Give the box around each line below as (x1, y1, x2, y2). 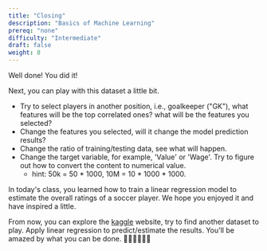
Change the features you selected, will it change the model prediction (19, 127, 249, 136)
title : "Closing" (8, 11, 66, 20)
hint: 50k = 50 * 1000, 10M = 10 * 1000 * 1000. (31, 169, 187, 178)
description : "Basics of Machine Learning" (8, 19, 155, 27)
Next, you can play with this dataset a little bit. (8, 86, 159, 96)
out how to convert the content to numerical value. (19, 161, 187, 170)
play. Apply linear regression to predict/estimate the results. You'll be (8, 226, 235, 235)
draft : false (8, 41, 52, 49)
